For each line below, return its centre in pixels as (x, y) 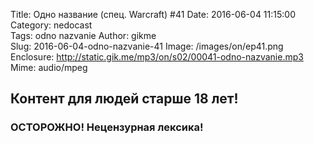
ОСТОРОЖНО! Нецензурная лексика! (107, 127)
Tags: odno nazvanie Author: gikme (83, 35)
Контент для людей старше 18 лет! (124, 99)
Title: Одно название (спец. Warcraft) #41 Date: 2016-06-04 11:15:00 (153, 14)
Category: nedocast (51, 25)
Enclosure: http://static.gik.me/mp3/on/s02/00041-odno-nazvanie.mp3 (157, 57)
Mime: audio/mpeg (49, 67)
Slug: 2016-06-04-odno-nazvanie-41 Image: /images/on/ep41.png (147, 46)
